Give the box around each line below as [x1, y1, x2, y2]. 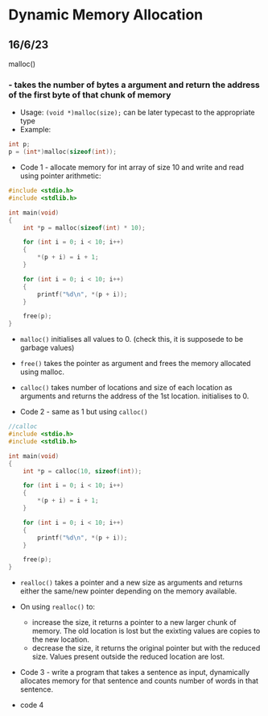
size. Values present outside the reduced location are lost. [31, 651, 225, 662]
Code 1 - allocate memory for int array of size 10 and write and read [19, 163, 244, 173]
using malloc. [19, 367, 64, 377]
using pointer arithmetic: [19, 171, 102, 181]
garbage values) [19, 343, 75, 352]
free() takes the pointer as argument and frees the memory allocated [19, 359, 251, 368]
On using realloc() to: [19, 602, 95, 612]
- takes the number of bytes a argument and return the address [8, 79, 260, 90]
